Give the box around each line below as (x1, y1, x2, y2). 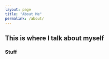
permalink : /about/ (5, 16, 44, 21)
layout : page (5, 7, 31, 12)
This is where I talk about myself (5, 34, 105, 42)
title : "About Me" (5, 12, 42, 16)
